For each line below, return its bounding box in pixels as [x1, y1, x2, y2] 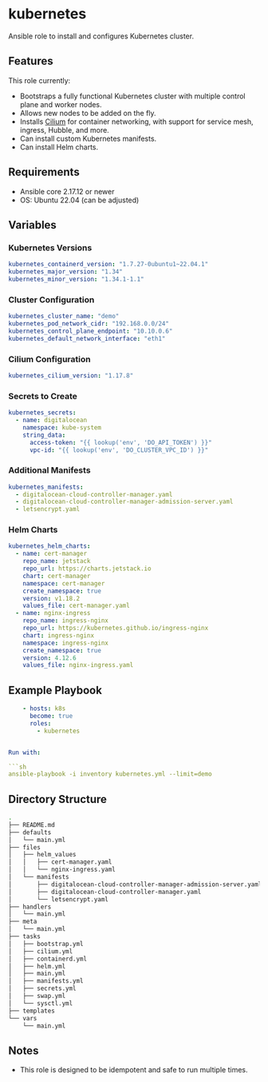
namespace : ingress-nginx [22, 639, 109, 647]
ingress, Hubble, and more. [19, 125, 109, 134]
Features [8, 54, 53, 68]
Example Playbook [8, 683, 102, 697]
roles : [29, 719, 52, 728]
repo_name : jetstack [22, 557, 91, 565]
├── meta [8, 917, 37, 926]
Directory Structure [8, 793, 108, 806]
